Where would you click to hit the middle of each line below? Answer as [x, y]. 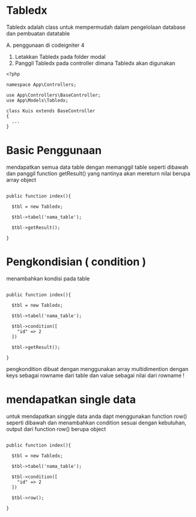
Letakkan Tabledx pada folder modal [60, 56]
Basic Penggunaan [54, 150]
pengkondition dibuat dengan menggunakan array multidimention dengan [97, 369]
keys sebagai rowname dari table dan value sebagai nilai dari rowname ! [95, 375]
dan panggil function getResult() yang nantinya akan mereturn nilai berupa [98, 173]
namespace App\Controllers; [41, 85]
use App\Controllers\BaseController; [54, 95]
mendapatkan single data [71, 399]
